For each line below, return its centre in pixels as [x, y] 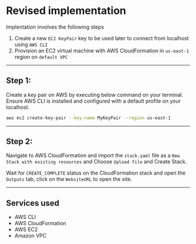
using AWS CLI [31, 44]
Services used [33, 203]
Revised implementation [66, 11]
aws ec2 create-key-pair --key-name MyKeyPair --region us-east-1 [88, 118]
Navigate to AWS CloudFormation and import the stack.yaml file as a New [93, 155]
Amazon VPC [30, 236]
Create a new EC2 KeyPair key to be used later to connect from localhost [101, 38]
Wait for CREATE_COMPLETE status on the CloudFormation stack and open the [96, 173]
